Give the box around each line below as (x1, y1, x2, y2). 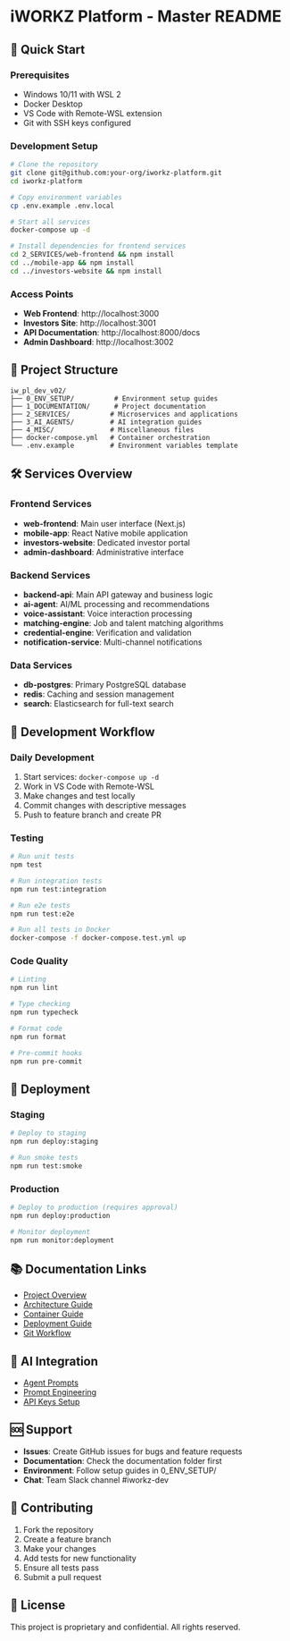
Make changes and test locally (22, 790, 136, 801)
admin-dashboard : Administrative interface (22, 546, 184, 557)
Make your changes (22, 1543, 96, 1553)
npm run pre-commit (10, 1057, 83, 1066)
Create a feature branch (22, 1534, 112, 1544)
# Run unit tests (10, 852, 75, 861)
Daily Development (10, 751, 95, 764)
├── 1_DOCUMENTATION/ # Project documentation (10, 402, 206, 410)
